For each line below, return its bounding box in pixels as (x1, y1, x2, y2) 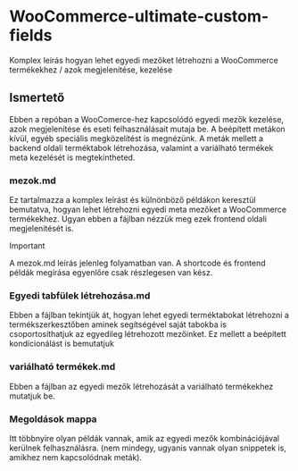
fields (9, 25, 53, 46)
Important (9, 240, 46, 251)
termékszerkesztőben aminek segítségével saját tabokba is (9, 319, 228, 330)
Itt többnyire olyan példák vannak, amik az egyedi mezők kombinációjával (9, 433, 279, 443)
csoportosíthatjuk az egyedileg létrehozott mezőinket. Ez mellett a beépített (9, 329, 287, 340)
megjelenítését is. (9, 223, 74, 234)
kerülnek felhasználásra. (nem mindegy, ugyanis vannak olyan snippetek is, (9, 442, 287, 453)
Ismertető (9, 90, 65, 105)
